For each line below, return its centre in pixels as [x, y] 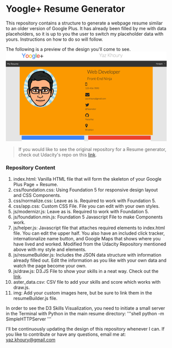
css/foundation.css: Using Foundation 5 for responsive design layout [85, 190]
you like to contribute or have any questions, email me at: [66, 334]
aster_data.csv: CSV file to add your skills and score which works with [87, 282]
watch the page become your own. [50, 265]
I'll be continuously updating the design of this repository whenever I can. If [85, 329]
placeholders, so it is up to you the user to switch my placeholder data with [85, 34]
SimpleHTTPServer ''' [29, 319]
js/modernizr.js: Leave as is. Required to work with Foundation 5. [81, 211]
